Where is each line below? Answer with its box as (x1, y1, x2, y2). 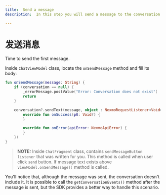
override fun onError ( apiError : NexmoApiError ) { (23, 126, 127, 131)
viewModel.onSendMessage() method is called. (17, 164, 109, 170)
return (23, 94, 37, 99)
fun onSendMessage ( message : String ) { (5, 80, 85, 85)
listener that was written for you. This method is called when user (17, 153, 153, 159)
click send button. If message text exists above (17, 159, 112, 165)
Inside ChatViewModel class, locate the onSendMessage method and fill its (5, 65, 150, 71)
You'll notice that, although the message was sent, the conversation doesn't (5, 174, 160, 180)
